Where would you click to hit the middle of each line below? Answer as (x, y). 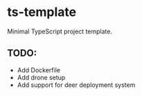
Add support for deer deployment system (76, 85)
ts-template (42, 12)
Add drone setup (41, 77)
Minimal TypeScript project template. (60, 31)
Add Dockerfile (39, 70)
